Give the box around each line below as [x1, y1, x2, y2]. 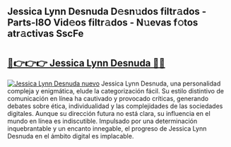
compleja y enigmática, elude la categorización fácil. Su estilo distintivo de [7, 87, 225, 95]
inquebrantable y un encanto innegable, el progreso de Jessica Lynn [7, 124, 207, 133]
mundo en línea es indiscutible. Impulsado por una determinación [7, 117, 198, 125]
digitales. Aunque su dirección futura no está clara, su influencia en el [7, 110, 211, 117]
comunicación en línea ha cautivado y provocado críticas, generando [7, 95, 209, 102]
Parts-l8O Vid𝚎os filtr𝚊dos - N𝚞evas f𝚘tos [7, 17, 199, 29]
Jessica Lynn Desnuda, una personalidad [101, 79, 221, 88]
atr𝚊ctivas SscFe [7, 28, 84, 40]
